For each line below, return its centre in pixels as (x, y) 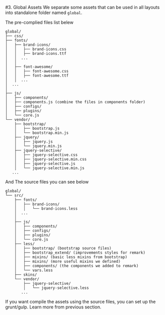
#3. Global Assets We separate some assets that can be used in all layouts (82, 7)
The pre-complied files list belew (39, 22)
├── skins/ (26, 275)
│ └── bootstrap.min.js (42, 133)
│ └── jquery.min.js (38, 146)
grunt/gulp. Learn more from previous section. (53, 307)
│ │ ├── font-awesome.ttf (37, 75)
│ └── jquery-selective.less (56, 288)
